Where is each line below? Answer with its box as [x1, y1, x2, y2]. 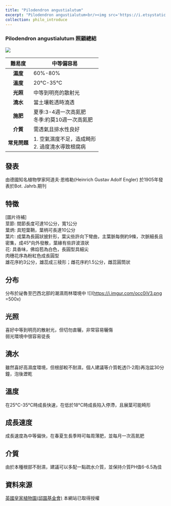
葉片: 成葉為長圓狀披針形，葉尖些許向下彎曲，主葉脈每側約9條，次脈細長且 [5, 233, 163, 239]
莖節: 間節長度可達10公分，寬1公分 [5, 220, 78, 227]
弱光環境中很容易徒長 [5, 333, 50, 339]
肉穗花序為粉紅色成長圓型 [5, 253, 59, 259]
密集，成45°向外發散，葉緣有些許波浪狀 [5, 240, 90, 246]
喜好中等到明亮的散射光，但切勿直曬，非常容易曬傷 [5, 327, 113, 333]
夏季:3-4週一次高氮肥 [33, 108, 86, 116]
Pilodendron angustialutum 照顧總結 [5, 35, 97, 42]
